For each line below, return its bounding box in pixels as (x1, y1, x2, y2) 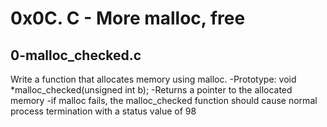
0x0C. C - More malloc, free (10, 7, 246, 30)
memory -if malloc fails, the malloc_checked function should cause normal (10, 95, 318, 106)
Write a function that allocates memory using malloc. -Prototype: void (10, 73, 297, 85)
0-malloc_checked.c (10, 47, 142, 64)
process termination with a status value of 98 (10, 105, 197, 117)
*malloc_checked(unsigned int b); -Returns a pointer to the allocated (10, 84, 293, 96)
